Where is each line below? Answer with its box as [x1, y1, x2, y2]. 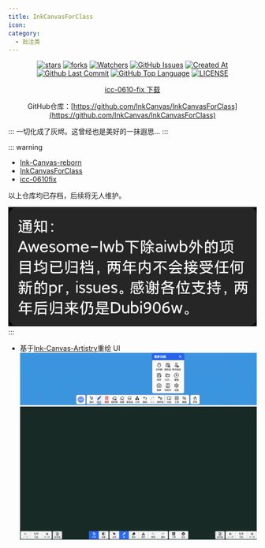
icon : [8, 21, 26, 29]
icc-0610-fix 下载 [104, 85, 161, 95]
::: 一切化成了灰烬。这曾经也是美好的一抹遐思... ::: [8, 127, 169, 136]
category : [8, 29, 41, 37]
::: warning [8, 143, 43, 152]
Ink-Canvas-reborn [19, 158, 82, 167]
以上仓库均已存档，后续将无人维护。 [8, 191, 126, 200]
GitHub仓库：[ [27, 102, 74, 111]
